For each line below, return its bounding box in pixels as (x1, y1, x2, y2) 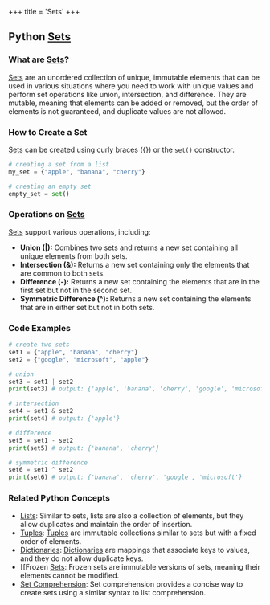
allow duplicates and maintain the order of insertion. (19, 519, 193, 529)
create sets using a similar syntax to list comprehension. (19, 587, 207, 597)
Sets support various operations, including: (8, 227, 151, 236)
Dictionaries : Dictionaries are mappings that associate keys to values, (19, 545, 251, 554)
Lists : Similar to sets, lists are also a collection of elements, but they (19, 510, 244, 521)
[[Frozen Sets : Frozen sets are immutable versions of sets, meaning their (19, 562, 261, 571)
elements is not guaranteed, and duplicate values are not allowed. (8, 106, 227, 116)
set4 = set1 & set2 (8, 407, 74, 415)
